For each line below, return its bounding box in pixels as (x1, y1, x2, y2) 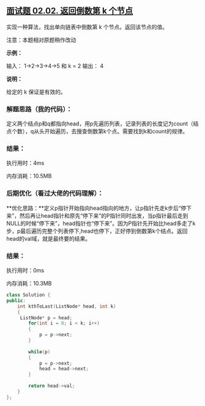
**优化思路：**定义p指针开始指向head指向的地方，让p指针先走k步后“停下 (6, 204, 192, 212)
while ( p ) (28, 349, 51, 355)
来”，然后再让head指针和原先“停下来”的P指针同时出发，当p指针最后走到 (6, 212, 188, 219)
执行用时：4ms (6, 160, 45, 167)
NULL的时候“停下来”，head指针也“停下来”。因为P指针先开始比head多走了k (6, 220, 196, 227)
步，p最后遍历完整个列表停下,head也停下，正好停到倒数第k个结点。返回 (6, 227, 188, 234)
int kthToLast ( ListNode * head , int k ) (17, 303, 116, 309)
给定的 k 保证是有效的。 (6, 88, 66, 95)
